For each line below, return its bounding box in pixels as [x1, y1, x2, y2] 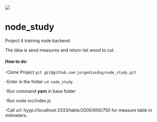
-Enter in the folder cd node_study [5, 79, 73, 85]
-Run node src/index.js [5, 98, 51, 104]
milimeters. [5, 113, 28, 119]
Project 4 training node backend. [5, 37, 71, 44]
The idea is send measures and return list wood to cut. [5, 47, 115, 53]
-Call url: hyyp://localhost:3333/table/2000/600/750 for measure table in [5, 107, 153, 113]
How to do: [5, 58, 28, 64]
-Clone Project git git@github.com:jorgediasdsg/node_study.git [5, 69, 136, 75]
